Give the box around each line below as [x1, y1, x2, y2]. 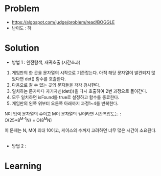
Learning [4, 160, 42, 172]
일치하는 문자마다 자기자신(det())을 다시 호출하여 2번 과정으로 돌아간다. [11, 88, 148, 94]
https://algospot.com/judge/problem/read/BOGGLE [11, 19, 115, 25]
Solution [4, 43, 40, 54]
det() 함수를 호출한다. [24, 75, 66, 81]
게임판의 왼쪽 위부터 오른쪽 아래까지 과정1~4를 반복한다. [11, 100, 118, 106]
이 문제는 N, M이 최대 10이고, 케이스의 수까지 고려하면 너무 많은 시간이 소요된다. [4, 127, 157, 133]
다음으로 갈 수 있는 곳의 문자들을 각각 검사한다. [11, 82, 101, 88]
